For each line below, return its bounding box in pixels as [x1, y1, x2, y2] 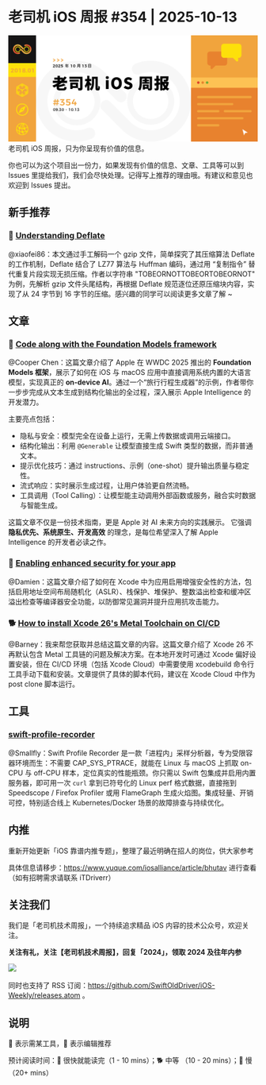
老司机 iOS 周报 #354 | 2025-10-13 [8, 8, 237, 26]
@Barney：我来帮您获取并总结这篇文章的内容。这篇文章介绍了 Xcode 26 [8, 639, 245, 649]
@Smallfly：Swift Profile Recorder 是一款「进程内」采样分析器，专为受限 [8, 748, 246, 758]
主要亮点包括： [8, 415, 57, 424]
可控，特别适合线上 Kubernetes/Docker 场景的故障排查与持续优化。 [8, 797, 229, 807]
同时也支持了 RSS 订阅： [8, 981, 89, 990]
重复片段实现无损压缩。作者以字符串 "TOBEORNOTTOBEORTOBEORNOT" [14, 268, 256, 279]
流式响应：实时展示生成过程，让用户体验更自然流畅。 [19, 481, 194, 490]
